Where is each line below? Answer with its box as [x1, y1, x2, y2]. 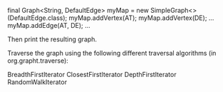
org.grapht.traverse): [7, 56, 69, 65]
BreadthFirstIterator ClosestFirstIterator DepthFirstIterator [7, 71, 177, 78]
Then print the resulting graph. [7, 35, 98, 44]
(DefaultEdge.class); [7, 14, 68, 22]
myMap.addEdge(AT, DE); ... [7, 21, 90, 29]
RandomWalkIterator [7, 78, 68, 86]
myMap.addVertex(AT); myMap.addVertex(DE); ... [68, 14, 214, 22]
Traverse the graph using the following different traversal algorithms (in [7, 49, 217, 57]
